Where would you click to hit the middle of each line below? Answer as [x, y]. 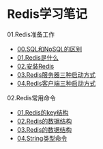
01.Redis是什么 [38, 57]
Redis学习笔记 [47, 14]
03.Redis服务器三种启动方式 [56, 74]
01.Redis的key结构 [43, 112]
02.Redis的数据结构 [44, 121]
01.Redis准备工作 [31, 34]
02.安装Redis [35, 66]
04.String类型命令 [42, 138]
